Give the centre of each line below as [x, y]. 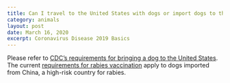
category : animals [33, 20]
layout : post [26, 26]
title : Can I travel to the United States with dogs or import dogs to [111, 13]
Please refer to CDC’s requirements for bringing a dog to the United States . [113, 58]
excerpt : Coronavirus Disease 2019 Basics [68, 39]
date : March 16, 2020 [38, 32]
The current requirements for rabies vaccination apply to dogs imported [108, 65]
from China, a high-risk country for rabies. [67, 73]
